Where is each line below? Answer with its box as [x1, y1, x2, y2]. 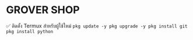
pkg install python [6, 29, 54, 34]
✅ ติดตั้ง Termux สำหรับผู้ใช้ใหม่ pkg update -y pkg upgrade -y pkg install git [6, 22, 188, 29]
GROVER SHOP [6, 3, 80, 17]
